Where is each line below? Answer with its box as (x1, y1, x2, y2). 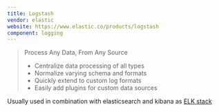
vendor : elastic (7, 17, 54, 24)
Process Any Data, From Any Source (23, 48, 128, 57)
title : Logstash (7, 10, 54, 17)
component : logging (7, 29, 64, 37)
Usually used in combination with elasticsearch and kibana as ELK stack (7, 97, 212, 106)
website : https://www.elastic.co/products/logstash (7, 23, 159, 30)
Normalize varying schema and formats (34, 69, 147, 77)
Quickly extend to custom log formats (34, 77, 142, 85)
